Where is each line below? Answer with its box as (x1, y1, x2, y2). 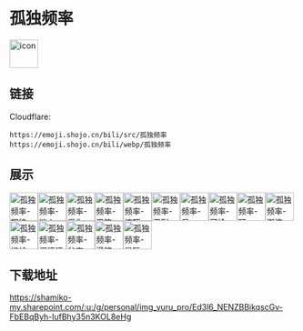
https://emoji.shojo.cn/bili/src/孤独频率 (9, 130, 167, 139)
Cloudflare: (9, 111, 52, 122)
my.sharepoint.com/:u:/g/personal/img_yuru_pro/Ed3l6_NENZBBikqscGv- (9, 302, 284, 313)
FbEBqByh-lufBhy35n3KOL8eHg (9, 311, 132, 323)
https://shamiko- (9, 292, 72, 303)
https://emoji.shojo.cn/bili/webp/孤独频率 (9, 140, 171, 149)
